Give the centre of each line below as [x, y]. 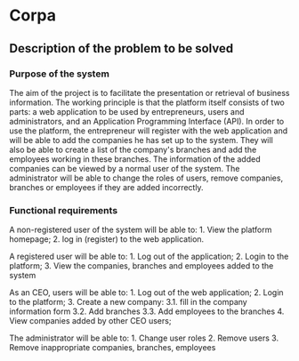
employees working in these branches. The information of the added [135, 159]
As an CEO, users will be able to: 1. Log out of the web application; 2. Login [146, 293]
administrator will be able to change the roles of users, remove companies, [146, 178]
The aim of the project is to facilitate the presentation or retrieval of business [150, 92]
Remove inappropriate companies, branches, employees [113, 348]
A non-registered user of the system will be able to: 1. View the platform [141, 230]
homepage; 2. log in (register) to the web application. [107, 239]
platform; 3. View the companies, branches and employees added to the [141, 266]
